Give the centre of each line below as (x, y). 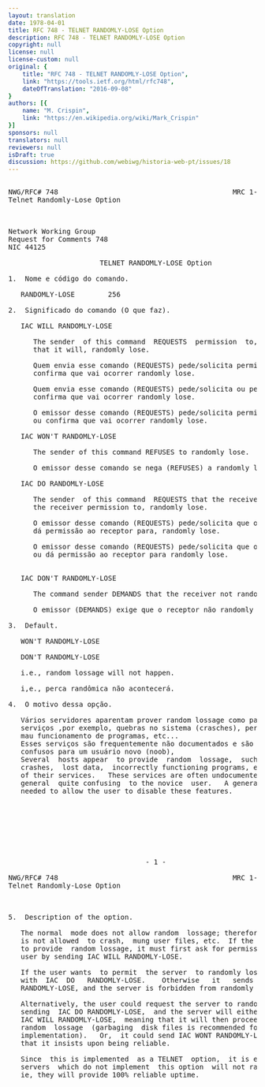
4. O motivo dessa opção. (60, 705)
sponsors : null (33, 132)
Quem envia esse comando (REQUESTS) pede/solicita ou (139, 389)
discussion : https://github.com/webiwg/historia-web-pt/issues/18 (119, 162)
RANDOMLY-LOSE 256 (71, 295)
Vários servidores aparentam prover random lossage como (133, 720)
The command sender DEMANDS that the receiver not (133, 594)
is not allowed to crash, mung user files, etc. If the (137, 941)
